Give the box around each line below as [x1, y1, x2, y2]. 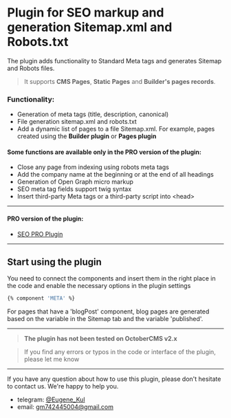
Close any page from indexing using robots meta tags [16, 163, 170, 171]
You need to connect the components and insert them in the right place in [7, 274, 216, 283]
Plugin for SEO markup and [7, 5, 164, 21]
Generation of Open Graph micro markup [16, 177, 134, 186]
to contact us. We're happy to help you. [7, 382, 119, 390]
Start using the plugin [7, 256, 102, 268]
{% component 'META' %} [7, 295, 76, 302]
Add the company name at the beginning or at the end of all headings [16, 170, 214, 179]
